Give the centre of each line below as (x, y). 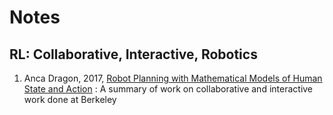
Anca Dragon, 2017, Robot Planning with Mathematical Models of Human (173, 78)
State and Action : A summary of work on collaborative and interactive (168, 89)
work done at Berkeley (70, 99)
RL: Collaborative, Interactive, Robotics (133, 54)
